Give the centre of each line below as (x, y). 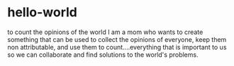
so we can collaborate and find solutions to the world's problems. (103, 55)
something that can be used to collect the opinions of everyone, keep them (117, 39)
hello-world (43, 12)
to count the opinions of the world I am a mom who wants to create (105, 32)
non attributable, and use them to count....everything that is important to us (117, 47)
